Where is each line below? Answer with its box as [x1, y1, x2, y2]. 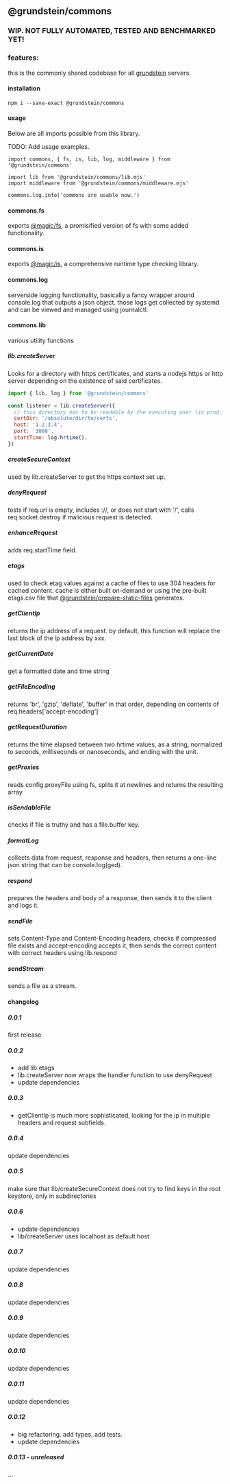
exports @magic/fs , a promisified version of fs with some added [8, 222, 189, 230]
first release [8, 1030, 42, 1039]
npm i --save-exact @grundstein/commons [8, 99, 125, 106]
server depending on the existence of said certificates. [8, 377, 163, 385]
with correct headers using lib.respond [8, 949, 117, 957]
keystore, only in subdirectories [8, 1192, 97, 1200]
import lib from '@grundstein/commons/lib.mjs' [8, 174, 146, 181]
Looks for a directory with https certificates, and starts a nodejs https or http [8, 369, 223, 377]
